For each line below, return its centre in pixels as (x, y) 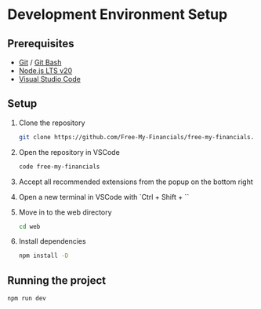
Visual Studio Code (50, 79)
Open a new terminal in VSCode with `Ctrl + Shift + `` (104, 197)
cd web (29, 226)
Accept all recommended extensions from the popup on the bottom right (136, 182)
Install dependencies (53, 241)
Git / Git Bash (40, 62)
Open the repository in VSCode (69, 152)
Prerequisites (41, 44)
